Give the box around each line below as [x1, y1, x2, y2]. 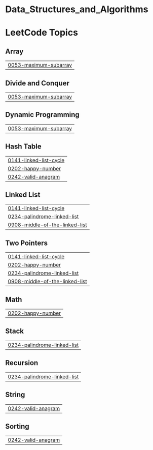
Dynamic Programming [5, 110, 80, 119]
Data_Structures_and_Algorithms [5, 4, 148, 15]
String [5, 391, 25, 399]
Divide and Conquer [5, 79, 70, 87]
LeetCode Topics [5, 27, 79, 39]
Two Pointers [5, 238, 48, 247]
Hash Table [5, 142, 42, 151]
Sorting [5, 422, 29, 431]
